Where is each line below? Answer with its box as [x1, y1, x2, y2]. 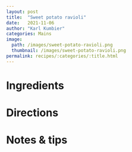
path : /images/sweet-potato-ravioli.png [11, 42, 113, 48]
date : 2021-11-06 [6, 20, 55, 26]
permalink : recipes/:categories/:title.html [6, 53, 118, 59]
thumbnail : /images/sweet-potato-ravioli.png [11, 48, 127, 54]
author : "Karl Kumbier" [6, 25, 65, 32]
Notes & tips [6, 134, 68, 147]
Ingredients [6, 79, 64, 92]
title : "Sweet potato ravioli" [6, 14, 86, 20]
